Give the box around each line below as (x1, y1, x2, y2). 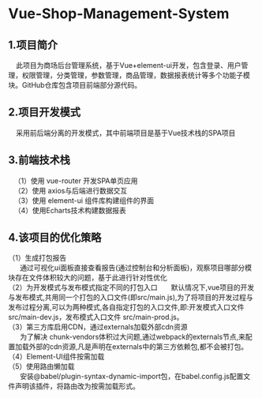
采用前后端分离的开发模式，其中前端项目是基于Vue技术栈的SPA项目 (15, 128, 236, 137)
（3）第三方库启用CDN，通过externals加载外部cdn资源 (8, 322, 188, 332)
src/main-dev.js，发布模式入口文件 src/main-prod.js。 (8, 313, 184, 322)
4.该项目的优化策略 (8, 231, 102, 245)
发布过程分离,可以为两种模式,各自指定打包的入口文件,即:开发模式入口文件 (8, 302, 245, 312)
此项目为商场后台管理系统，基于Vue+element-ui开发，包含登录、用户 (15, 61, 241, 69)
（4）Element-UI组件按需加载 (8, 352, 105, 362)
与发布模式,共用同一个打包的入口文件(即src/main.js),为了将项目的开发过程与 (8, 293, 254, 302)
